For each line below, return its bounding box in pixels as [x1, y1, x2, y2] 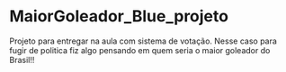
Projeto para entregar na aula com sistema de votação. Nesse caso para [9, 36, 277, 46]
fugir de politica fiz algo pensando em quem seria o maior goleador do [9, 44, 271, 55]
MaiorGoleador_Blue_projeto [9, 6, 229, 27]
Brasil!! [9, 54, 35, 65]
